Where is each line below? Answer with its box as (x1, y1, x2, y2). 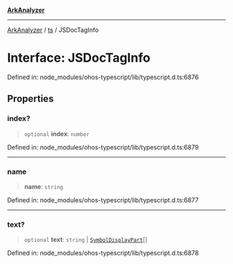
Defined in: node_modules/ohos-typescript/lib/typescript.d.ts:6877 (7, 195, 199, 204)
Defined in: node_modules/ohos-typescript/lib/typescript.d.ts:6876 (7, 73, 199, 81)
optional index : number (24, 130, 90, 138)
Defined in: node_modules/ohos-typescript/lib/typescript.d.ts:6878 (7, 249, 199, 257)
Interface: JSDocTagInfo (7, 50, 150, 66)
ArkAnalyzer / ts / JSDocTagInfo (7, 26, 99, 34)
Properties (7, 93, 54, 105)
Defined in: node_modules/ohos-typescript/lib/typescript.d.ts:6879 (7, 143, 199, 151)
